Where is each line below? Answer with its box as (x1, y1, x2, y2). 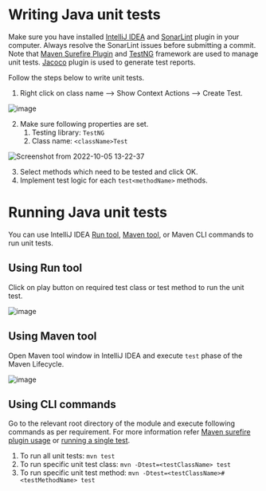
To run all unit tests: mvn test (19, 451, 115, 461)
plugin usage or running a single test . (8, 436, 131, 446)
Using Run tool (8, 261, 82, 275)
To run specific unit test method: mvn (19, 468, 139, 477)
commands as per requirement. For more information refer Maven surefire (8, 427, 251, 437)
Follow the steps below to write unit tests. (8, 73, 145, 82)
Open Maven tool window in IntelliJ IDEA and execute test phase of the (8, 351, 243, 360)
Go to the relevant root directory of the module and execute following (8, 418, 236, 428)
